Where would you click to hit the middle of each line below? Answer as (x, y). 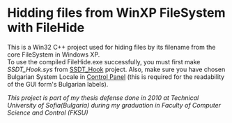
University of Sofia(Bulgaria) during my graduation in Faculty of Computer (114, 105)
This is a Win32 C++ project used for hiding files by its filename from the (111, 47)
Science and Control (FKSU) (48, 113)
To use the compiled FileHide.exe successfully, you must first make (104, 61)
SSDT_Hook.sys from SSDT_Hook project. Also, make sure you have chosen (116, 69)
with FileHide (46, 28)
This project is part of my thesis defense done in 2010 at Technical (103, 97)
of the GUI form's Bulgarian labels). (58, 84)
